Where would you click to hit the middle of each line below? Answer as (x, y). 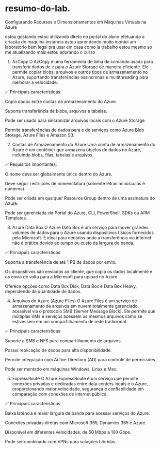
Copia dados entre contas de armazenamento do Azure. (61, 101)
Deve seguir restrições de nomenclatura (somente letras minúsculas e (75, 183)
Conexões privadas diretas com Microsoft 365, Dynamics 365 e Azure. (76, 423)
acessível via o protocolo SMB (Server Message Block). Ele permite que (84, 311)
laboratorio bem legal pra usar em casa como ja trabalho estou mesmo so (79, 47)
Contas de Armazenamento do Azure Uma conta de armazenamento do (84, 144)
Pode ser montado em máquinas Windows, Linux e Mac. (61, 369)
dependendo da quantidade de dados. (43, 291)
